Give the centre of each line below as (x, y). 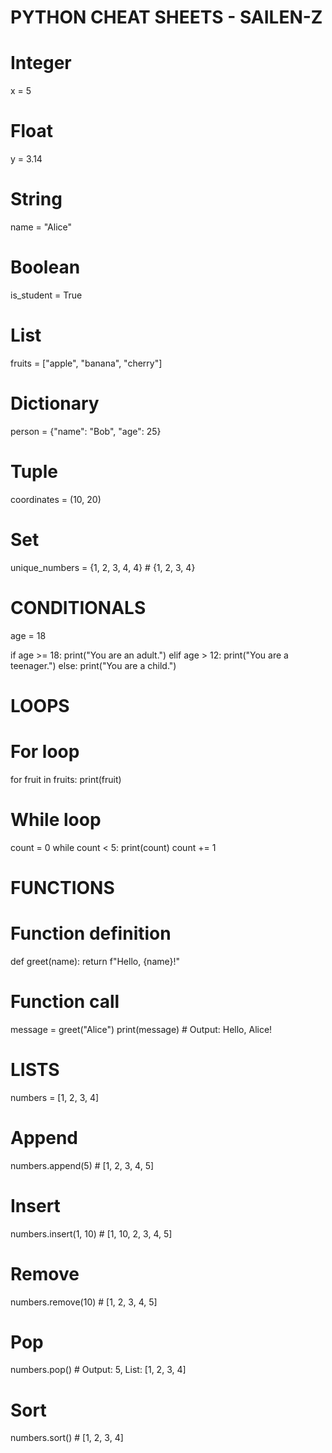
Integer (41, 63)
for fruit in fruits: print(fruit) (66, 779)
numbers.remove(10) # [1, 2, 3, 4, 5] (84, 1302)
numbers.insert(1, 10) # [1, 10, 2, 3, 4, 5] (91, 1233)
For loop (45, 752)
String (36, 199)
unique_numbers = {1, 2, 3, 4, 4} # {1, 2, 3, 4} (103, 567)
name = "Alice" (41, 227)
